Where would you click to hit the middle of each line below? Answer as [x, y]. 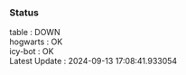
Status [24, 13]
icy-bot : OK [32, 52]
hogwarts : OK [36, 42]
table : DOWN [35, 33]
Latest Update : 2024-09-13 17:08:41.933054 [93, 61]
